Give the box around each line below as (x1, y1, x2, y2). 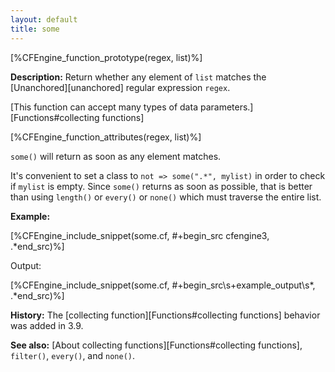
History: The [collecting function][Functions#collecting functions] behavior (10, 309, 321, 321)
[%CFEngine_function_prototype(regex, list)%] (10, 51, 203, 63)
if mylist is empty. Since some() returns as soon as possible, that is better (10, 180, 313, 192)
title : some (10, 24, 60, 34)
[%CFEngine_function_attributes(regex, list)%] (10, 131, 202, 143)
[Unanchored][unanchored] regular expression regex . (10, 81, 231, 93)
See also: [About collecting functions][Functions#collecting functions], (10, 339, 303, 351)
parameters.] (199, 101, 254, 113)
